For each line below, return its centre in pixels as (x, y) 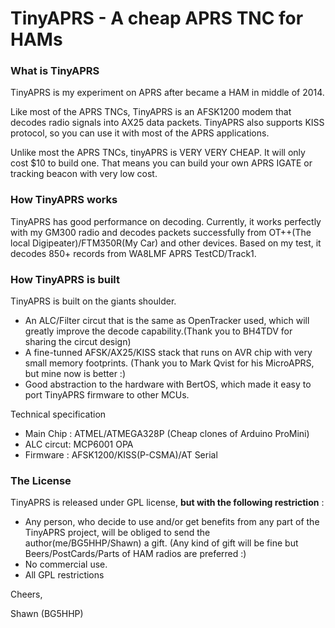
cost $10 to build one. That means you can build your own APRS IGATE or (161, 163)
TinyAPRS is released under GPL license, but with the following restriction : (167, 503)
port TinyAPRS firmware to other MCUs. (107, 395)
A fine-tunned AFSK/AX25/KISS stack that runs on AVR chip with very (168, 353)
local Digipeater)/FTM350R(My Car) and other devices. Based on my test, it (166, 243)
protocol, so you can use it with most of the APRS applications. (140, 133)
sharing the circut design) (78, 342)
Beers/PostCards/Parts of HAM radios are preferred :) (135, 554)
